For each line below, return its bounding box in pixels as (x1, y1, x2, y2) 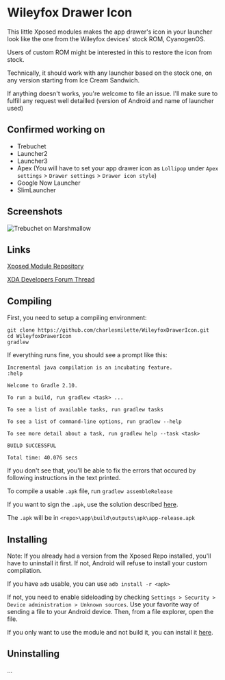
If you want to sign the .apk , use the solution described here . (7, 500, 178, 509)
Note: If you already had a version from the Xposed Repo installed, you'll (7, 552, 211, 560)
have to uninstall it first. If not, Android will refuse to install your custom (7, 559, 207, 567)
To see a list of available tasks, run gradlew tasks (7, 407, 164, 413)
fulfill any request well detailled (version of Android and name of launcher (7, 96, 214, 104)
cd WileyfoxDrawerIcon (7, 333, 72, 340)
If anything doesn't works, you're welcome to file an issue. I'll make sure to (7, 89, 218, 98)
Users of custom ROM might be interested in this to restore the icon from (7, 48, 213, 56)
